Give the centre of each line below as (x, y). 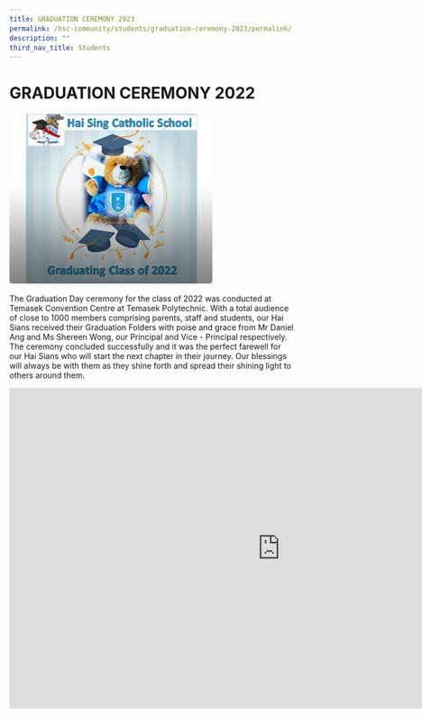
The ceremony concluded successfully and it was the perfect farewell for (145, 346)
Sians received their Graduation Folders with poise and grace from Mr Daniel (151, 327)
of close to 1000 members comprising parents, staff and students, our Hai (147, 318)
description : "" (40, 38)
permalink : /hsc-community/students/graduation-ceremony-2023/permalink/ (151, 28)
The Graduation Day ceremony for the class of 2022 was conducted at (141, 299)
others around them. (47, 375)
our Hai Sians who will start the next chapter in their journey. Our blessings (148, 356)
